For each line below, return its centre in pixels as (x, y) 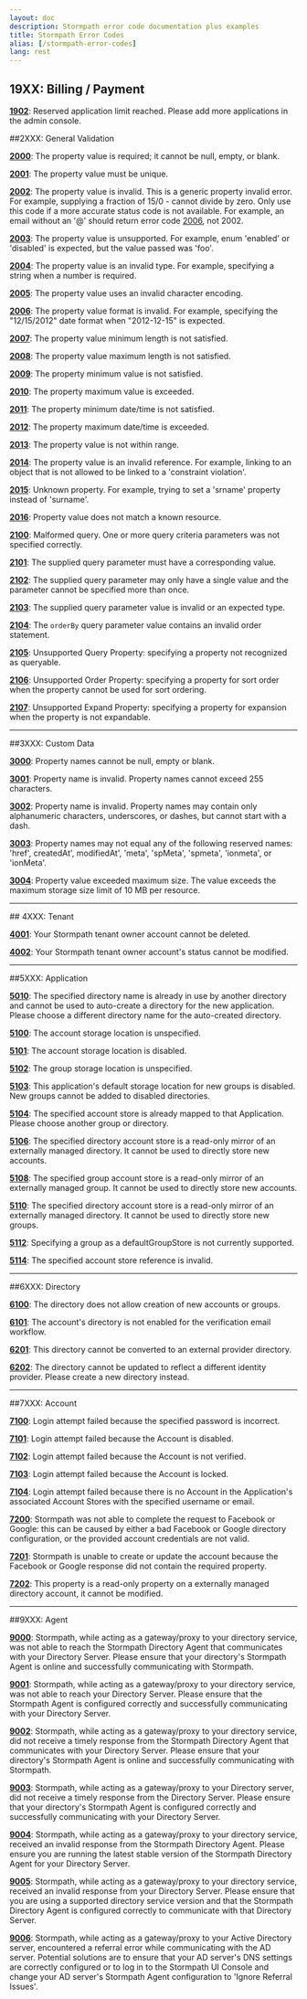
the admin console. (46, 121)
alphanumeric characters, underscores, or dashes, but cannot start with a (148, 815)
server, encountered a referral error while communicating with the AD (140, 1947)
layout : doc (32, 18)
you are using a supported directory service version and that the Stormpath (152, 1900)
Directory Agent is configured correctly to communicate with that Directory (151, 1910)
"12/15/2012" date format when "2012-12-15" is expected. (117, 320)
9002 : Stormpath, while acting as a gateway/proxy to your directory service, (153, 1731)
